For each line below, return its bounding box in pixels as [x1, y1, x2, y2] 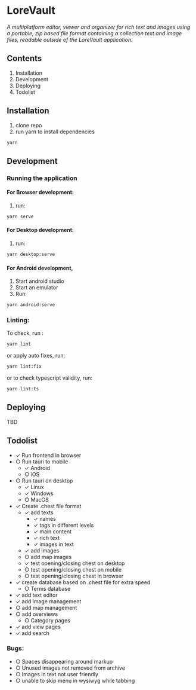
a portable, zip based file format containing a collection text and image [7, 29, 182, 36]
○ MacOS [24, 496, 49, 503]
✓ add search [15, 629, 49, 637]
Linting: [7, 316, 30, 324]
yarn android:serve [7, 302, 55, 308]
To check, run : [7, 329, 44, 337]
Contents [7, 53, 42, 63]
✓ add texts [24, 509, 54, 516]
